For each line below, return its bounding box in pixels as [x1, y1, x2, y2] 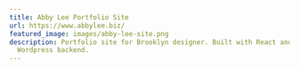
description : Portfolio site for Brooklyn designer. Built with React [9, 37, 277, 47]
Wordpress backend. [17, 46, 90, 55]
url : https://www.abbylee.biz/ [9, 21, 125, 30]
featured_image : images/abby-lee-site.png [9, 29, 169, 38]
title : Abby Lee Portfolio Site [9, 12, 129, 22]
